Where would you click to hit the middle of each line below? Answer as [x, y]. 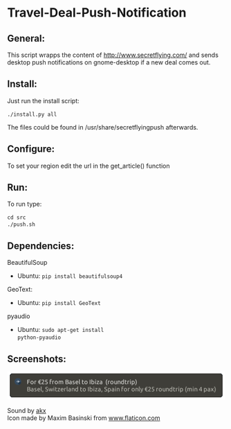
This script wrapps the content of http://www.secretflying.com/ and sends [113, 55]
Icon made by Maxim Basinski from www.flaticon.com [84, 418]
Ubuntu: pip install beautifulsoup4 [70, 276]
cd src [17, 218]
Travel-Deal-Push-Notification [97, 13]
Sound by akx [27, 410]
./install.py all [32, 114]
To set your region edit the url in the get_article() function [89, 166]
